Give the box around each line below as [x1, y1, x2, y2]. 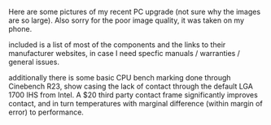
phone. [8, 24, 33, 33]
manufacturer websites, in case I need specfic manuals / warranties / [8, 49, 240, 58]
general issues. [8, 57, 59, 67]
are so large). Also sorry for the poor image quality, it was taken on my [8, 15, 245, 25]
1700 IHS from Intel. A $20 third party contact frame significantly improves [8, 90, 258, 100]
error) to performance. [8, 107, 84, 117]
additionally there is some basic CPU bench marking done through [8, 73, 231, 82]
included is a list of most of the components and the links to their [8, 40, 226, 50]
